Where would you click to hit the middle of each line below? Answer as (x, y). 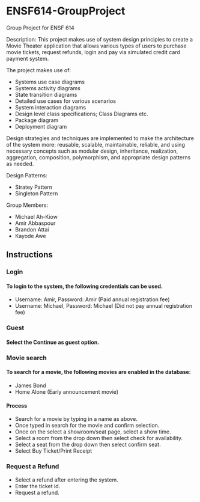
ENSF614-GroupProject (66, 11)
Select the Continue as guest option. (53, 342)
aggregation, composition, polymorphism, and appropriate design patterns (98, 157)
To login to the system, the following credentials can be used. (85, 286)
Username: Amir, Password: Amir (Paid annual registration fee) (92, 299)
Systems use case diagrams (50, 82)
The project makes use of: (38, 70)
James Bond (30, 385)
